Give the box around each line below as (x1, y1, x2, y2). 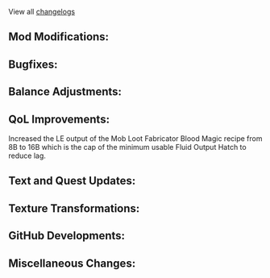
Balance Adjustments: (8, 85, 123, 99)
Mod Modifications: (8, 30, 110, 44)
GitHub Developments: (8, 229, 126, 243)
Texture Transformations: (8, 201, 140, 215)
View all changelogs (8, 7, 75, 16)
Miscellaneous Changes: (8, 256, 136, 270)
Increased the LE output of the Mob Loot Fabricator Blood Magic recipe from (8, 133, 263, 143)
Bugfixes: (8, 57, 58, 71)
